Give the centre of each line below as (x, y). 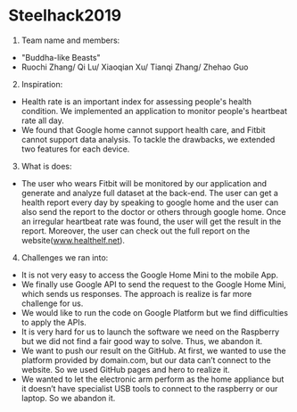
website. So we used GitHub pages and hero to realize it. (126, 369)
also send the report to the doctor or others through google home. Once (153, 211)
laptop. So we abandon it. (68, 398)
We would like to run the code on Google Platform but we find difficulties (155, 312)
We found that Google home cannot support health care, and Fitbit (143, 129)
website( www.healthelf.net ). (73, 240)
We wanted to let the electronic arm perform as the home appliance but (153, 379)
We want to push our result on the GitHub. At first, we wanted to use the (153, 350)
